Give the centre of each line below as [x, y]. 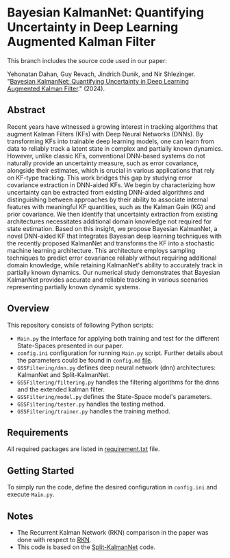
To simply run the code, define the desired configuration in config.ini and [112, 487]
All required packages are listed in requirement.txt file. [84, 449]
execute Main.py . [31, 494]
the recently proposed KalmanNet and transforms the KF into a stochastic [111, 243]
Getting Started [41, 471]
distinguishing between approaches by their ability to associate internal [108, 199]
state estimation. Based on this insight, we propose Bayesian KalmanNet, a [112, 228]
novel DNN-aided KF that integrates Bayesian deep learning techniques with [115, 236]
